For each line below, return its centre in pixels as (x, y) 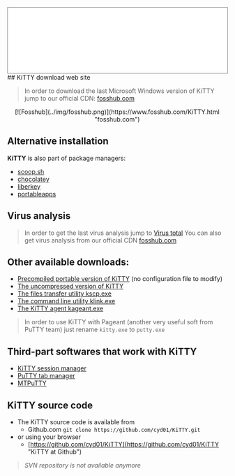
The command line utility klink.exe (66, 301)
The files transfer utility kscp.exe (64, 294)
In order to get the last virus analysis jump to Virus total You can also (123, 233)
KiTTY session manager (52, 368)
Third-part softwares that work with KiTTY (102, 351)
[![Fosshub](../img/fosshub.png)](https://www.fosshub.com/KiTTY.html (117, 112)
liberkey (29, 186)
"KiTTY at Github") (55, 452)
